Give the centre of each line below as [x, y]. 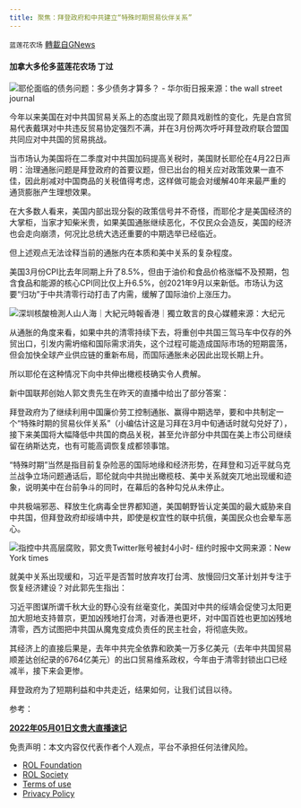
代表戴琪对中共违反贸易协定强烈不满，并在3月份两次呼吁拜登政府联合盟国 [153, 127]
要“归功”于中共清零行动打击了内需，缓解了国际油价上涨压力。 [123, 294]
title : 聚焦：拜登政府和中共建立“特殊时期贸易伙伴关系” [101, 18]
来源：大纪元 [261, 313]
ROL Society [45, 774]
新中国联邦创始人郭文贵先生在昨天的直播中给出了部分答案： [119, 392]
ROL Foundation [52, 765]
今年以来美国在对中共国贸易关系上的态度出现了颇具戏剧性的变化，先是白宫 [146, 117]
